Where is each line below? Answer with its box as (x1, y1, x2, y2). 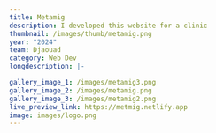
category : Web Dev (9, 54, 77, 63)
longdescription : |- (9, 63, 86, 71)
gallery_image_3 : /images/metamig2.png (9, 94, 157, 103)
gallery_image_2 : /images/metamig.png (9, 85, 152, 95)
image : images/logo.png (9, 111, 97, 120)
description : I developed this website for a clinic (9, 21, 208, 30)
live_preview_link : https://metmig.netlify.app (9, 102, 189, 111)
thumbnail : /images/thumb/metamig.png (9, 29, 152, 38)
